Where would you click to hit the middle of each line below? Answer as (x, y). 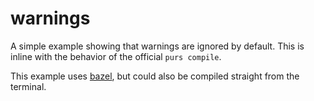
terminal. (28, 86)
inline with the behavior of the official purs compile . (116, 56)
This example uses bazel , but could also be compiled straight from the (155, 76)
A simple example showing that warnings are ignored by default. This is (157, 46)
